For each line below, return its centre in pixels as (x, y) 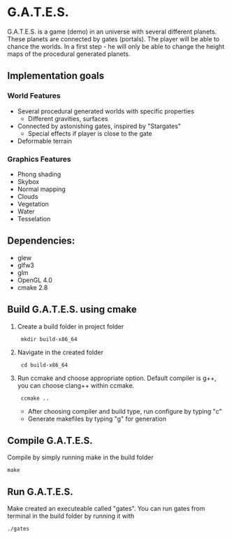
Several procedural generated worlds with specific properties (106, 111)
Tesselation (34, 218)
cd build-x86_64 (44, 365)
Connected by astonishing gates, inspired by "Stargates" (99, 126)
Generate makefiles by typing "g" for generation (97, 419)
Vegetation (33, 204)
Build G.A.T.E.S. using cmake (72, 310)
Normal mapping (42, 189)
